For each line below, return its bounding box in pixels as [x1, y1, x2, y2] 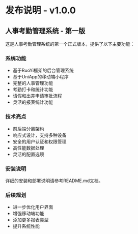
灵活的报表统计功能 [12, 99, 53, 105]
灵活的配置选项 [12, 151, 44, 157]
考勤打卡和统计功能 [12, 86, 53, 93]
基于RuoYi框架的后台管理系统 [12, 67, 74, 74]
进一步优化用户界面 [12, 204, 53, 210]
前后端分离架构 [12, 126, 44, 132]
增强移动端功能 [12, 211, 44, 217]
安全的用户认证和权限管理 [12, 138, 67, 144]
